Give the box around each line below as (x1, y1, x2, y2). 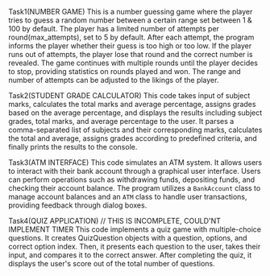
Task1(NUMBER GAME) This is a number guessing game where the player (8, 7, 253, 16)
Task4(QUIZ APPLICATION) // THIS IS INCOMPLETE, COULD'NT (8, 216, 222, 225)
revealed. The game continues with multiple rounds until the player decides (8, 58, 259, 68)
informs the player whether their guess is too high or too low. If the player (8, 41, 252, 51)
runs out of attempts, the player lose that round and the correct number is (8, 50, 253, 59)
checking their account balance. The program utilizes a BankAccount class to (8, 183, 261, 192)
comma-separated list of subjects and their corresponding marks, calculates (8, 125, 263, 134)
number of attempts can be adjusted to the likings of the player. (8, 76, 219, 84)
